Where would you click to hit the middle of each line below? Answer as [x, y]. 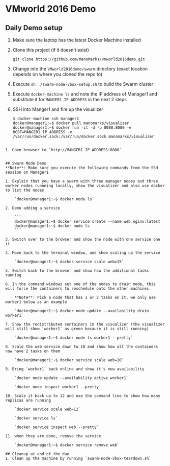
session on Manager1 [27, 172]
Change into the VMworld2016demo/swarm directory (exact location [80, 69]
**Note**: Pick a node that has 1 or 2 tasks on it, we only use [85, 297]
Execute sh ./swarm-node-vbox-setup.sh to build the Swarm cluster [83, 84]
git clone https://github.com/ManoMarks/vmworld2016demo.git [79, 59]
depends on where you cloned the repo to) [58, 74]
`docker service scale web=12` [48, 409]
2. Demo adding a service [33, 208]
